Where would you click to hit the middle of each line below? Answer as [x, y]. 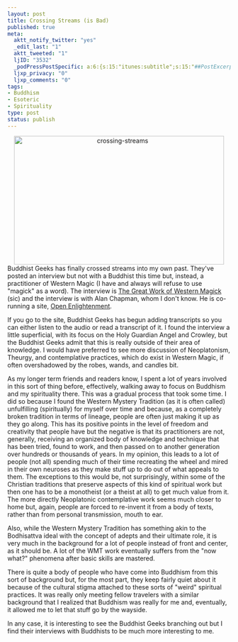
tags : [15, 87]
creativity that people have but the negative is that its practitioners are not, [116, 431]
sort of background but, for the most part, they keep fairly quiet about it [112, 580]
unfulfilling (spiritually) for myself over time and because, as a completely [114, 409]
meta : [15, 34]
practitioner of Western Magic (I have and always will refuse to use [105, 283]
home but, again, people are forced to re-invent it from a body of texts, [110, 507]
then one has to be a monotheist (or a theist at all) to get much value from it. [118, 492]
